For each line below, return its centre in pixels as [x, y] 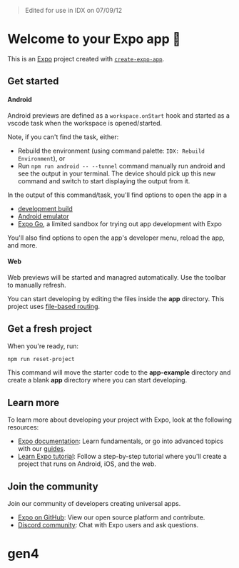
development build [45, 208]
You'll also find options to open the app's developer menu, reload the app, [116, 238]
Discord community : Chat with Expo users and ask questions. [108, 525]
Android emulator [43, 216]
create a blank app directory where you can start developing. [97, 380]
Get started [33, 81]
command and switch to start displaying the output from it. [104, 181]
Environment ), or [41, 158]
